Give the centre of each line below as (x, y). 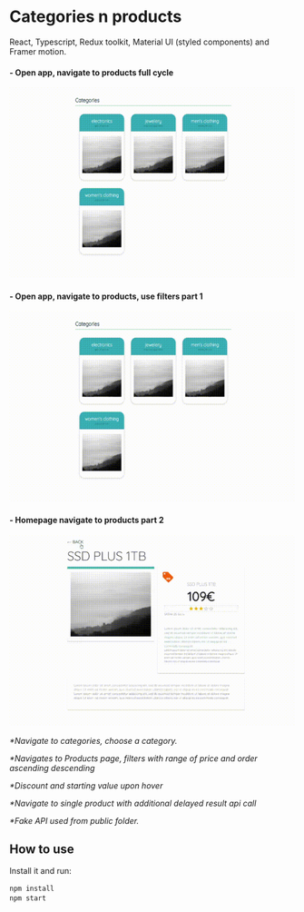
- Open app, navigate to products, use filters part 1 (106, 296)
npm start (28, 898)
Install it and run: (41, 871)
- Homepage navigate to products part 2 (87, 520)
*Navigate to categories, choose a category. (93, 740)
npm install (32, 889)
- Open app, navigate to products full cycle (92, 72)
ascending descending (52, 768)
